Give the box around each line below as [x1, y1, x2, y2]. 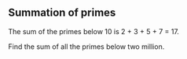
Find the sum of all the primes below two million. [8, 42, 165, 51]
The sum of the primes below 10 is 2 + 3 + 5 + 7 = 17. [8, 26, 179, 36]
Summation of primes [8, 6, 116, 19]
